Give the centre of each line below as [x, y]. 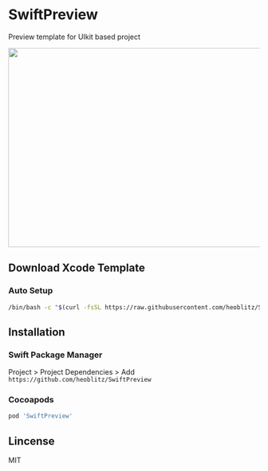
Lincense [32, 441]
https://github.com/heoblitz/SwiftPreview [80, 380]
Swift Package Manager [55, 355]
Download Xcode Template [77, 268]
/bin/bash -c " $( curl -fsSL [55, 307]
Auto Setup [31, 291]
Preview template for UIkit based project [75, 37]
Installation [37, 332]
